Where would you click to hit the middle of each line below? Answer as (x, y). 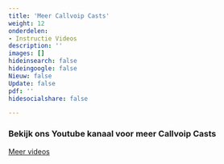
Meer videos (29, 151)
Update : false (32, 83)
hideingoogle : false (43, 69)
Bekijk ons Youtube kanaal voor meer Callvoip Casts (112, 134)
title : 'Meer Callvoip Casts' (59, 16)
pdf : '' (21, 91)
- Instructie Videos (43, 38)
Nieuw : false (30, 76)
